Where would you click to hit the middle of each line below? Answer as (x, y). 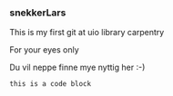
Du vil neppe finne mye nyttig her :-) (77, 67)
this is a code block (51, 84)
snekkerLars (38, 13)
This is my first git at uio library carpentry (87, 33)
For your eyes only (44, 50)
